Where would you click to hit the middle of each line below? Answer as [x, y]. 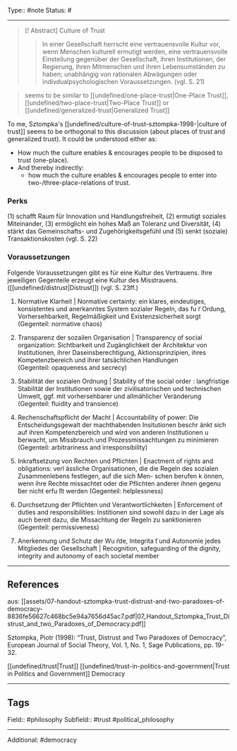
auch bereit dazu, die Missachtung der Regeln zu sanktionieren [109, 519]
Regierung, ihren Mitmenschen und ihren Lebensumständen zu [134, 67]
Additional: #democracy [42, 740]
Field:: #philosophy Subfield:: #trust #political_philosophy [91, 720]
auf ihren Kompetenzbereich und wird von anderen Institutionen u [113, 432]
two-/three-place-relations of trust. [79, 182]
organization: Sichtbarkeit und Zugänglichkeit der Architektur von [113, 344]
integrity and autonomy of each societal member [89, 555]
